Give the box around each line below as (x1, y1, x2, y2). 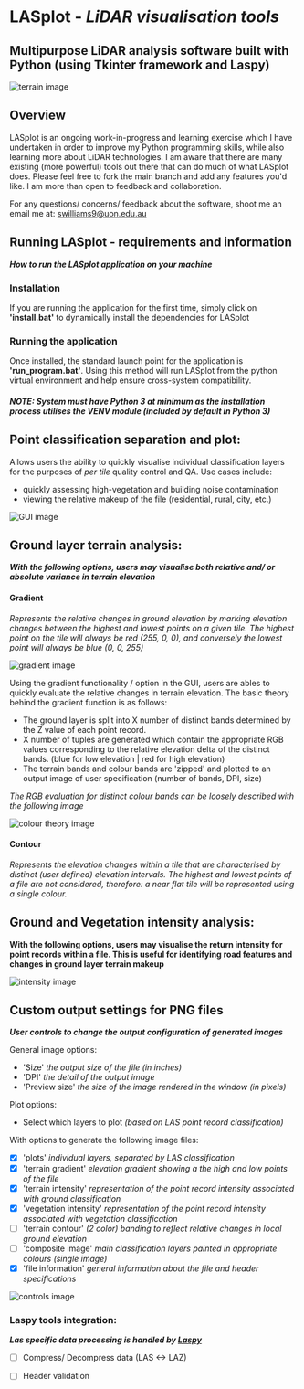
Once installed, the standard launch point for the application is (9, 355, 244, 366)
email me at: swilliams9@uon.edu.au (9, 207, 148, 218)
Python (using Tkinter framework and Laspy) (9, 57, 270, 72)
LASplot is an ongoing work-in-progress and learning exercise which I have (9, 132, 293, 143)
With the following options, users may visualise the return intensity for (9, 938, 283, 949)
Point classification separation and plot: (9, 432, 242, 448)
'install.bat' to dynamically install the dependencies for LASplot (9, 312, 250, 323)
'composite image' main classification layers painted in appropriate (22, 1243, 278, 1254)
